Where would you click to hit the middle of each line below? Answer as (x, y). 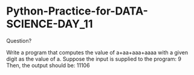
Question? (19, 41)
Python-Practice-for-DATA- (77, 11)
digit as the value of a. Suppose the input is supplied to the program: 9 (94, 59)
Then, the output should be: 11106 (48, 65)
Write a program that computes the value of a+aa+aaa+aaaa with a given (97, 52)
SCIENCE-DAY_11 (50, 24)
